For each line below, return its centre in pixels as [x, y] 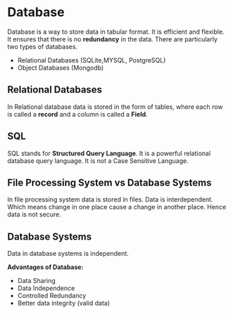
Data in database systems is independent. [68, 254]
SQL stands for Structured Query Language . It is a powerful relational [109, 153]
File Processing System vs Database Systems [110, 182]
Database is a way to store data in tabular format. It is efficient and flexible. [116, 32]
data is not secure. [34, 214]
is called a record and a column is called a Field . [77, 114]
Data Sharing [36, 281]
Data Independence [46, 288]
